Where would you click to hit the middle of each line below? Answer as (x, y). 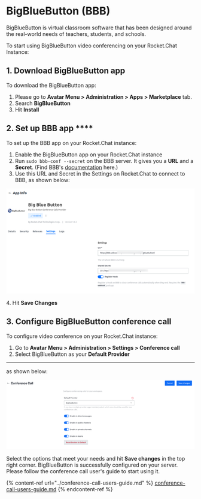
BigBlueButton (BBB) (58, 11)
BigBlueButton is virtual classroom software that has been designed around (99, 28)
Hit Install (27, 110)
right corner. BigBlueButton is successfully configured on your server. (92, 465)
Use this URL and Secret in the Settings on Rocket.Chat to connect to (100, 173)
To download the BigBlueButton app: (51, 85)
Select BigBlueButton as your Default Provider (72, 354)
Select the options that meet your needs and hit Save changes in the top (96, 458)
